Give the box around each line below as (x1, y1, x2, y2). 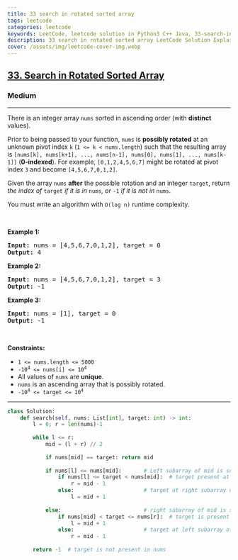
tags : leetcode (7, 17, 52, 24)
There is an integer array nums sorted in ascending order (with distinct (7, 113, 212, 122)
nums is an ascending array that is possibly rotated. (17, 380, 165, 388)
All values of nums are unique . (17, 372, 104, 381)
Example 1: (7, 228, 40, 236)
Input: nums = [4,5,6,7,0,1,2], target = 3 (7, 275, 161, 284)
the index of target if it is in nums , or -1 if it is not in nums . (7, 186, 171, 195)
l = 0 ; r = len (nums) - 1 (33, 421, 103, 428)
